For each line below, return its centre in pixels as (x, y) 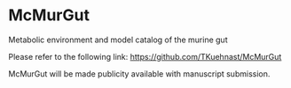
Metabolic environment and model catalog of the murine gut (118, 40)
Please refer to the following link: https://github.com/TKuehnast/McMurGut (145, 56)
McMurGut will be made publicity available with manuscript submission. (139, 73)
